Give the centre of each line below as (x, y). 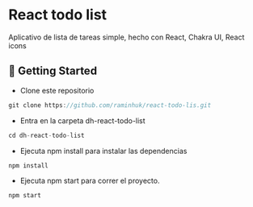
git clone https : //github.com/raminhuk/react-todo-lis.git (110, 105)
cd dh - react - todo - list (46, 135)
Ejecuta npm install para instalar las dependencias (103, 151)
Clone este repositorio (57, 90)
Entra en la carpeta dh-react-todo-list (82, 120)
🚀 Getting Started (53, 71)
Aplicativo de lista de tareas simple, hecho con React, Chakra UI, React (126, 37)
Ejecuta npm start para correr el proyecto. (90, 181)
